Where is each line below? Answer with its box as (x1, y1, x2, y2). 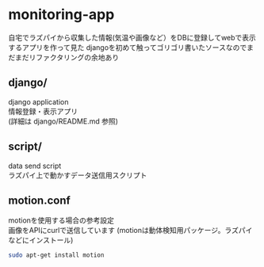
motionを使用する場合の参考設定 (8, 216, 115, 225)
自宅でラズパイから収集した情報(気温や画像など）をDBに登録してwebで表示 (8, 32, 256, 42)
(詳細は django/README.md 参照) (8, 116, 119, 126)
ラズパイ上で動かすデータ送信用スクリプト (8, 170, 147, 180)
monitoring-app (8, 6, 115, 24)
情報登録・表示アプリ (8, 106, 78, 116)
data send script (8, 161, 62, 170)
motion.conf (8, 193, 71, 207)
